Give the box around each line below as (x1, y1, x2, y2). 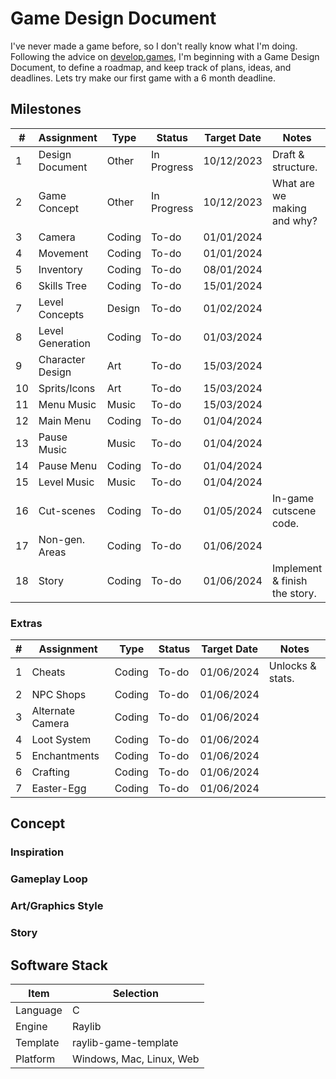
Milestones (10, 101, 82, 118)
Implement (271, 561, 323, 575)
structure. (271, 160, 318, 174)
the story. (271, 586, 317, 600)
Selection (112, 986, 159, 1000)
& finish (271, 573, 308, 587)
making (271, 201, 307, 215)
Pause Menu (38, 458, 98, 472)
